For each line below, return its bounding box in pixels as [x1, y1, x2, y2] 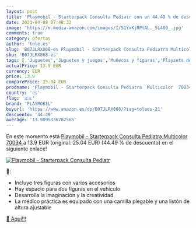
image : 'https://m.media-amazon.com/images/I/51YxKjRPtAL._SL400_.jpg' [6, 24, 184, 31]
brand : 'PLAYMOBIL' [6, 100, 54, 107]
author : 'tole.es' [6, 41, 51, 47]
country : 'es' [6, 90, 41, 96]
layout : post [6, 8, 38, 15]
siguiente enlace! [6, 145, 47, 152]
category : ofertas [6, 36, 51, 41]
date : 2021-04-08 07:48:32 [6, 19, 72, 25]
